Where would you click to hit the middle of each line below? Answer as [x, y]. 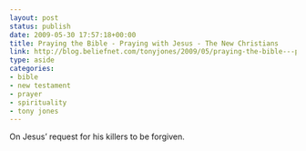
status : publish [40, 26]
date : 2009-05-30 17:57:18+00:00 [73, 35]
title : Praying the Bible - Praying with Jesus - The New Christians [144, 43]
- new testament [40, 86]
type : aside [32, 60]
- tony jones [34, 111]
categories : [32, 69]
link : [20, 52]
